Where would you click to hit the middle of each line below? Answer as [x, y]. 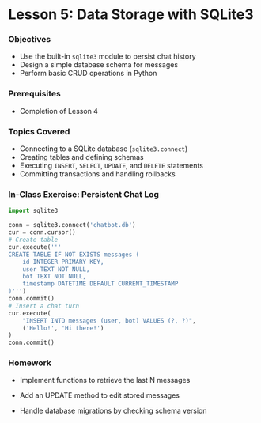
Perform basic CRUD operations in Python [88, 74]
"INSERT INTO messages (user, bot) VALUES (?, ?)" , [109, 321]
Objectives [30, 40]
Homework [30, 363]
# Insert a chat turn [44, 306]
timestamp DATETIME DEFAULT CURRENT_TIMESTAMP [100, 284]
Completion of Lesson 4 [59, 111]
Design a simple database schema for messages [99, 65]
